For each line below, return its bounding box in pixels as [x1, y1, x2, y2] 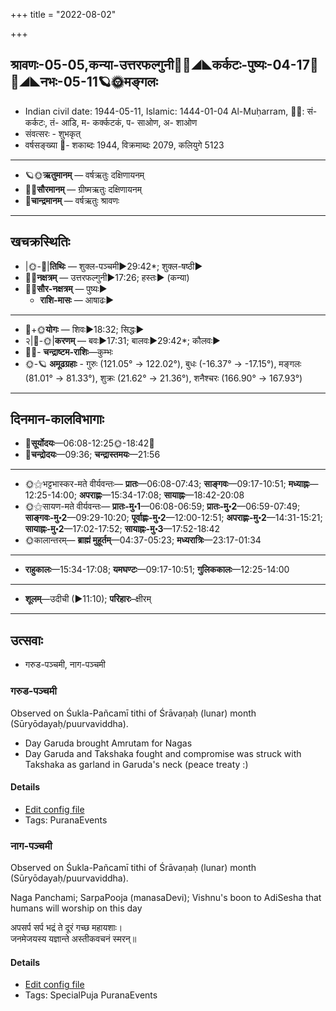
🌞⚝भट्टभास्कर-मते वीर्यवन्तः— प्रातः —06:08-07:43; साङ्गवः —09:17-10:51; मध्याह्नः [24, 478, 310, 490]
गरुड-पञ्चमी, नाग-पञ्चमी [24, 659, 106, 671]
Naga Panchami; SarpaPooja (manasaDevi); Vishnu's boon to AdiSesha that [10, 892, 322, 904]
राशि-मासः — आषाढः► [39, 294, 114, 306]
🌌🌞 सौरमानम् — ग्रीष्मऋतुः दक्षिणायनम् [24, 183, 142, 195]
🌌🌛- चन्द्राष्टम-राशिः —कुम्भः [24, 345, 113, 358]
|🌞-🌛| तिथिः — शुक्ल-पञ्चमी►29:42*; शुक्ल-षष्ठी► [24, 260, 203, 272]
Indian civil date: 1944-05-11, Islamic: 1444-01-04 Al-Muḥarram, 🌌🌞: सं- [24, 105, 318, 117]
